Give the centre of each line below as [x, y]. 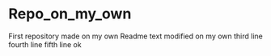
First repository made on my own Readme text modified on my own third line [135, 36]
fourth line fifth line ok [45, 44]
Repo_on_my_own [70, 14]
